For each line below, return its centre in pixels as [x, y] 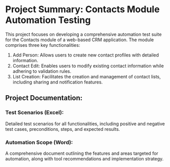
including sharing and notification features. [58, 82]
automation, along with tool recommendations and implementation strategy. [84, 158]
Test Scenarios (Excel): [35, 113]
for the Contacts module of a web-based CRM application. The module [80, 40]
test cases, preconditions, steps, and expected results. [63, 129]
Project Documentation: [44, 98]
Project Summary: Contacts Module [82, 9]
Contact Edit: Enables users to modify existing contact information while [88, 66]
